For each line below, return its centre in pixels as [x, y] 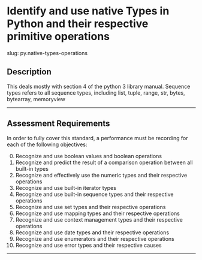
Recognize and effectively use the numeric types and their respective [101, 175]
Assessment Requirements [58, 124]
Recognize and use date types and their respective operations [92, 232]
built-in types [32, 168]
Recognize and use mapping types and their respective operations [98, 213]
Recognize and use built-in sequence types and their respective [94, 194]
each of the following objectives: [47, 144]
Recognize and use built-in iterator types [66, 188]
